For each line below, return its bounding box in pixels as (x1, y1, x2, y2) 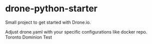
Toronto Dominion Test (5, 34, 52, 40)
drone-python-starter (5, 3, 98, 14)
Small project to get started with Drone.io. (5, 19, 91, 25)
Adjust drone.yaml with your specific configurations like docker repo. (5, 29, 147, 35)
